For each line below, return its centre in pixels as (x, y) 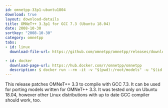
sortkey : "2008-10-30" (29, 33)
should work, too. (23, 100)
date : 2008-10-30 (23, 28)
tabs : (11, 42)
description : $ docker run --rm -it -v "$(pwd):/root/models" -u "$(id (86, 70)
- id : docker (19, 60)
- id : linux (17, 47)
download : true (21, 14)
